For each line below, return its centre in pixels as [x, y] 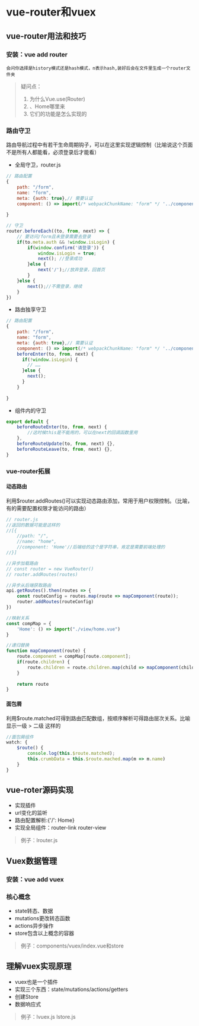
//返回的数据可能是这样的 [33, 525]
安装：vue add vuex [35, 879]
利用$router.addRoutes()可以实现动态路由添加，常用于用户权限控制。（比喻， [99, 501]
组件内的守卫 [30, 410]
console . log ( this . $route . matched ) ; [71, 754]
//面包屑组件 [20, 737]
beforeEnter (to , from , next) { [55, 354]
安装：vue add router [37, 54]
